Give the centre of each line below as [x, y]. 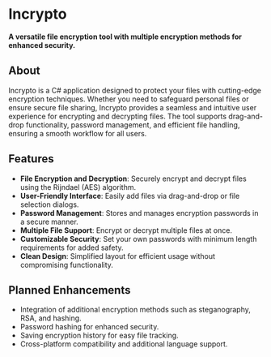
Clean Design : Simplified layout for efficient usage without [118, 256]
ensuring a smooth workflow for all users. [78, 133]
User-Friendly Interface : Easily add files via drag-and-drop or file [130, 196]
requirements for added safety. [72, 247]
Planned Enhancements [70, 290]
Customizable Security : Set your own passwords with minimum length [138, 239]
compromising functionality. [66, 265]
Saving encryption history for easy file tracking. [100, 335]
